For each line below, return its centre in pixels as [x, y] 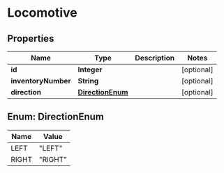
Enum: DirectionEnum [56, 117]
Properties [31, 39]
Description [155, 58]
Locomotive [43, 13]
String [88, 81]
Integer [90, 69]
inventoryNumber [41, 81]
